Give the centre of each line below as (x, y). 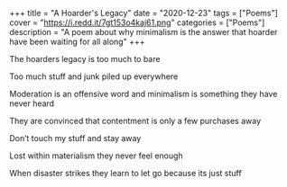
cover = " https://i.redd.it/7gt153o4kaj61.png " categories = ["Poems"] (137, 22)
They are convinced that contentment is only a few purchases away (135, 121)
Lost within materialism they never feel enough (96, 156)
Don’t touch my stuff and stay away (75, 138)
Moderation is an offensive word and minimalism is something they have (143, 94)
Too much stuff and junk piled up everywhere (94, 76)
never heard (32, 103)
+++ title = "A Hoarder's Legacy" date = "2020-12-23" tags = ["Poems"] (143, 13)
